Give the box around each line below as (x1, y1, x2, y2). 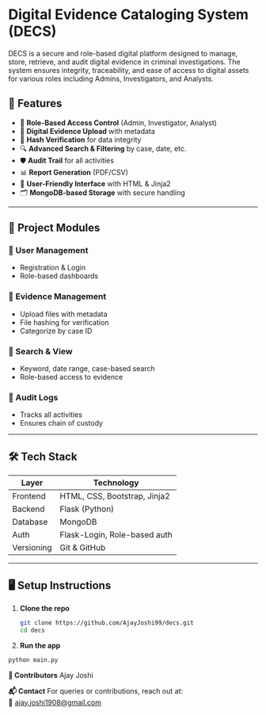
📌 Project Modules (8, 221, 101, 235)
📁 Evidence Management (8, 291, 107, 302)
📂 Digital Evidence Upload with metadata (19, 126, 156, 136)
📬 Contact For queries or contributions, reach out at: (8, 686, 184, 695)
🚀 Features (8, 97, 63, 110)
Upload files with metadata (19, 309, 108, 319)
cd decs (19, 626, 45, 634)
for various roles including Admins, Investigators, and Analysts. (8, 74, 214, 83)
